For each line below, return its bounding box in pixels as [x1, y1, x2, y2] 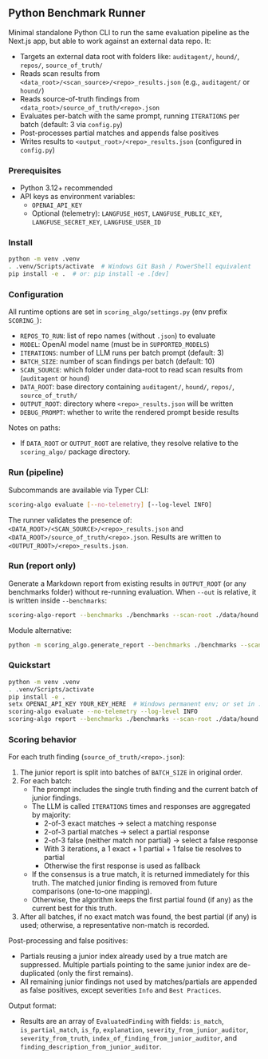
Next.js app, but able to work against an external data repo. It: [8, 36, 211, 46]
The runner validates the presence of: [8, 515, 132, 524]
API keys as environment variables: [19, 192, 136, 201]
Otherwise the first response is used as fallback [43, 861, 201, 870]
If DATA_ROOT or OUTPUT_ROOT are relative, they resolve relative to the [19, 439, 239, 448]
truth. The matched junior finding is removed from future [31, 878, 218, 888]
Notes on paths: [8, 423, 61, 432]
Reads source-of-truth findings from [19, 94, 140, 103]
